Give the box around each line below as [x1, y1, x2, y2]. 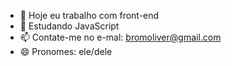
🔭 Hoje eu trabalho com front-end [19, 10, 160, 21]
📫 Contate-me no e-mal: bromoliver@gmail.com [19, 31, 222, 43]
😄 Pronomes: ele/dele [19, 46, 113, 57]
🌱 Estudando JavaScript [19, 20, 120, 32]
